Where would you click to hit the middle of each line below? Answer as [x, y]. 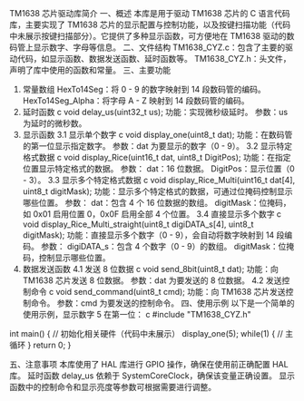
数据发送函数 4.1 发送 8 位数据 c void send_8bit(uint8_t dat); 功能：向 [150, 269]
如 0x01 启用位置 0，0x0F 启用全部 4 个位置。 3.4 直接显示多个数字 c [152, 214]
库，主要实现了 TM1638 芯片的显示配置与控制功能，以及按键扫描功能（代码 [150, 24]
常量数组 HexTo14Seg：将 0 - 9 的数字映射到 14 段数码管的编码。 [144, 89]
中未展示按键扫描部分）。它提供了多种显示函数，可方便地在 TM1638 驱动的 [148, 36]
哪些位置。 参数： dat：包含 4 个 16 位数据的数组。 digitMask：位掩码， [157, 203]
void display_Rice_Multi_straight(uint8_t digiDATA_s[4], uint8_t [138, 224]
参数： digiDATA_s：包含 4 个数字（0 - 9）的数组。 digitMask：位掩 [167, 246]
